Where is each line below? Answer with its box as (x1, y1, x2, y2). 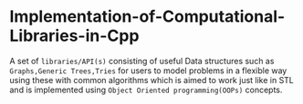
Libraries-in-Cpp (9, 25, 140, 46)
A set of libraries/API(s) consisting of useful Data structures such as (9, 55, 275, 66)
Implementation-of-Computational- (9, 6, 286, 27)
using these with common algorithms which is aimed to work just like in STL (9, 74, 295, 85)
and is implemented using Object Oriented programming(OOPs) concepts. (9, 84, 283, 95)
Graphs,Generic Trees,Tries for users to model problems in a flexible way (9, 65, 287, 76)
